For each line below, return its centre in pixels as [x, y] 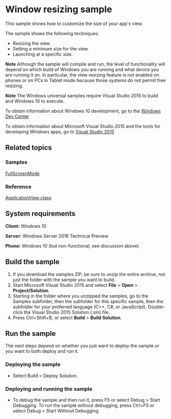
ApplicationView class [28, 198]
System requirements [40, 214]
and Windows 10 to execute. [35, 101]
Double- [156, 307]
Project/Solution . [31, 290]
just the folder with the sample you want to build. [64, 280]
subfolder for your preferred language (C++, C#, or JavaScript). [80, 307]
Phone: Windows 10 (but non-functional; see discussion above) [72, 245]
